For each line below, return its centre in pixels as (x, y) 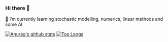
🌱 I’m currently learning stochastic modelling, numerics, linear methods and (84, 19)
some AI (14, 24)
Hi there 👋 (18, 8)
